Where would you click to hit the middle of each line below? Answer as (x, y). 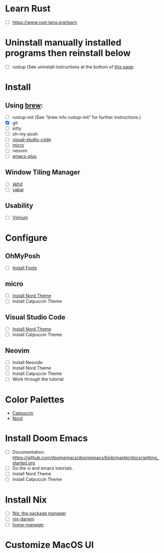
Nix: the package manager (39, 513)
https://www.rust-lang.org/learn (45, 22)
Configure (26, 238)
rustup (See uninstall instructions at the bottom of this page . (73, 67)
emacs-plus (24, 156)
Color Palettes (35, 399)
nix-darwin (23, 519)
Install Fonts (24, 268)
